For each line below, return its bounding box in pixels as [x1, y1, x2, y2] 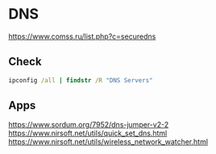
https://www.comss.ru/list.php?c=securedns [8, 31, 156, 41]
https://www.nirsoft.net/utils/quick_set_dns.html [8, 128, 168, 138]
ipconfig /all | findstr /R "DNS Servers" [8, 76, 153, 85]
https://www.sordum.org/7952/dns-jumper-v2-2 [8, 120, 169, 130]
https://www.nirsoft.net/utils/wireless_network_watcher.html [8, 137, 208, 147]
